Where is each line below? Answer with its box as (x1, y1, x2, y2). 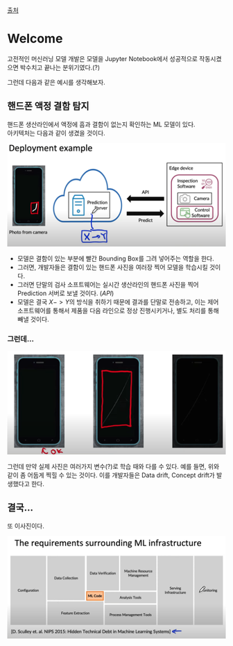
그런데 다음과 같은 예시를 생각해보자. (7, 78, 105, 86)
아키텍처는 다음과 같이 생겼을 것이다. (7, 129, 105, 137)
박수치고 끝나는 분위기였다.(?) (19, 63, 101, 72)
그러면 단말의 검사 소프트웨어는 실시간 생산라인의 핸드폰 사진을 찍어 (17, 280, 199, 288)
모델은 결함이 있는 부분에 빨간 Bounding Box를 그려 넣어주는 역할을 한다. (17, 254, 215, 263)
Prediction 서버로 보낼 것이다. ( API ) (17, 289, 114, 297)
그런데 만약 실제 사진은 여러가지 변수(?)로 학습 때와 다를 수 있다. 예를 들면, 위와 (7, 462, 220, 470)
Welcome (7, 31, 63, 47)
